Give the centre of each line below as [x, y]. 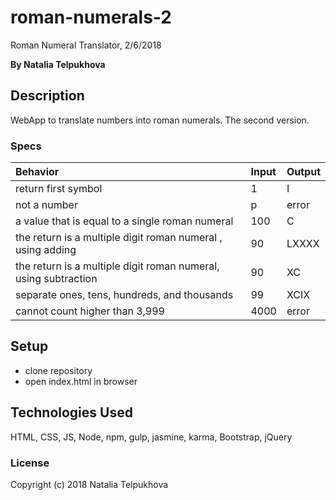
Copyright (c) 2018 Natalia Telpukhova [89, 484]
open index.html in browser [81, 381]
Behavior [37, 172]
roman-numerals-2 [91, 17]
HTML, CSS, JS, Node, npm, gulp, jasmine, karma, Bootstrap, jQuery [151, 437]
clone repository [58, 370]
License [30, 463]
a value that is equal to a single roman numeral [124, 221]
